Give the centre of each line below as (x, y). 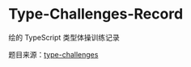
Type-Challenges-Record (96, 14)
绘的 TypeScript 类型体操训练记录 (64, 37)
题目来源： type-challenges (53, 54)
